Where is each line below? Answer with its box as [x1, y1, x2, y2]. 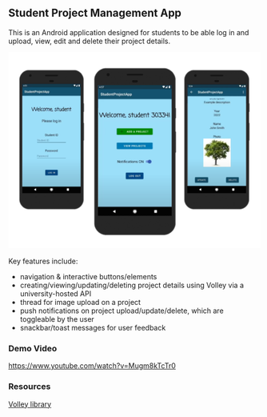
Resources [8, 381, 51, 392]
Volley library [8, 399, 52, 409]
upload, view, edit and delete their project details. [8, 36, 170, 46]
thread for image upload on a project [19, 298, 141, 307]
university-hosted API [19, 289, 92, 299]
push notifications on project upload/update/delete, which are [19, 306, 224, 315]
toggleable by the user [19, 315, 94, 324]
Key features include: [8, 256, 78, 267]
